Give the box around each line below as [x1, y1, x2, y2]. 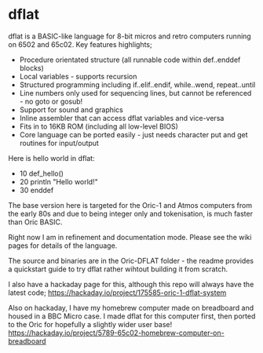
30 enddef [19, 185, 54, 195]
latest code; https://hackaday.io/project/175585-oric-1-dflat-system [8, 288, 227, 297]
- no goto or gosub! [19, 96, 83, 106]
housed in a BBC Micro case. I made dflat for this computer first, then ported [8, 311, 256, 321]
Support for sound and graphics [19, 104, 123, 115]
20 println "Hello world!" [19, 176, 98, 186]
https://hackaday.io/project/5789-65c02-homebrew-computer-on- [8, 328, 225, 337]
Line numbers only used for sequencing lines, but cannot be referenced [19, 88, 252, 97]
